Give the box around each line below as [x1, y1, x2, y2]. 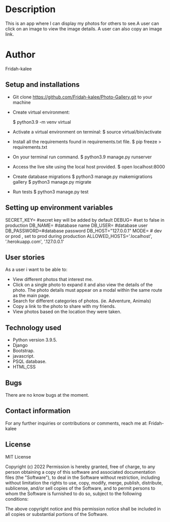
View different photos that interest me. [12, 276, 93, 283]
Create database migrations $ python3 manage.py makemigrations [12, 173, 153, 180]
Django [12, 342, 28, 349]
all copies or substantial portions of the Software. [5, 511, 108, 517]
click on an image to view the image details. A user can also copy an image [5, 25, 162, 31]
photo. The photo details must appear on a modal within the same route [12, 287, 162, 293]
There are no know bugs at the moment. [5, 392, 89, 398]
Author [5, 49, 36, 60]
